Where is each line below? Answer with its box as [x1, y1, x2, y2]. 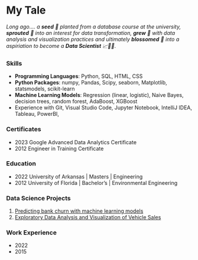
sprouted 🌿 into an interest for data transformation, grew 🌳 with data [6, 29, 176, 36]
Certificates [6, 125, 41, 134]
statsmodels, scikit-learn [14, 85, 75, 92]
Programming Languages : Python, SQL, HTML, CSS [14, 73, 143, 80]
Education [6, 160, 37, 168]
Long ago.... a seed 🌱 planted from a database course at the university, [6, 23, 181, 30]
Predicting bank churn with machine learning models [14, 207, 144, 214]
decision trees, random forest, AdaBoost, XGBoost [14, 98, 138, 105]
